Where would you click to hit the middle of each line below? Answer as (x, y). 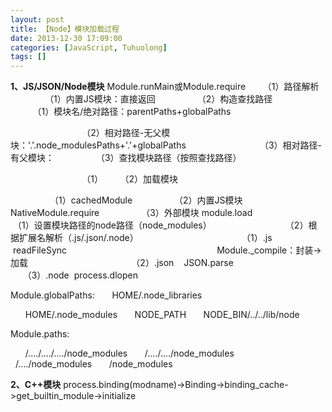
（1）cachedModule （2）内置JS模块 (146, 200)
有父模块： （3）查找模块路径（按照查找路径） (126, 158)
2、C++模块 (36, 385)
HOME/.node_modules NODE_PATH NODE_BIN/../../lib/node (162, 315)
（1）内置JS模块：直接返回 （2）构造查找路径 (158, 99)
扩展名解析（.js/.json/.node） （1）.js (145, 238)
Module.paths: (40, 334)
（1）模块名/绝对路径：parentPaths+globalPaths (132, 112)
